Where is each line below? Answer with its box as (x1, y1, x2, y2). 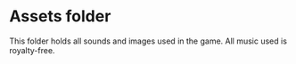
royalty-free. (9, 44, 55, 55)
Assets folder (9, 6, 111, 27)
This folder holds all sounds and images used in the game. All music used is (9, 36, 288, 46)
